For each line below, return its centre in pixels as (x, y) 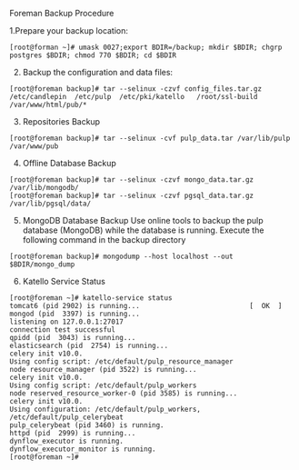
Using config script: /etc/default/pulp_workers (103, 385)
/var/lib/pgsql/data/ (50, 204)
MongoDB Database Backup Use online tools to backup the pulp (143, 220)
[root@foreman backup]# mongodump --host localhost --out (121, 256)
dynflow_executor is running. (67, 441)
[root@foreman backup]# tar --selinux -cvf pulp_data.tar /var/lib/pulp (150, 138)
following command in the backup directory (104, 240)
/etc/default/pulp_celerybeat (67, 417)
